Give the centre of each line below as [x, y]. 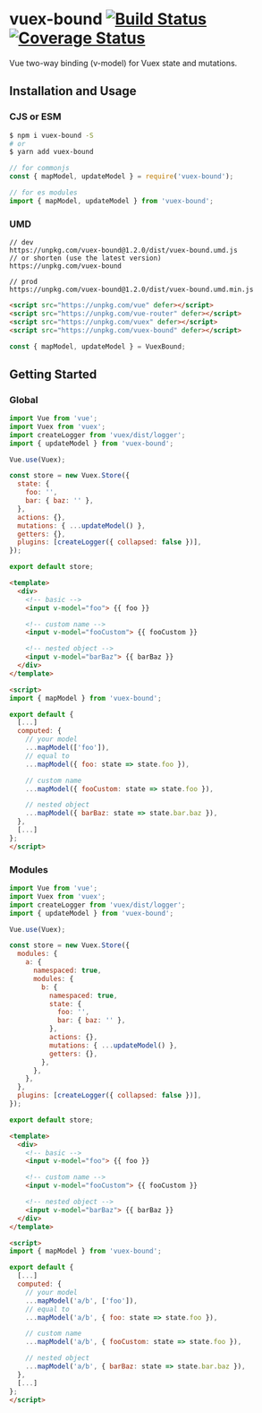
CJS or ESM [35, 116]
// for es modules [43, 193]
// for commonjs [39, 168]
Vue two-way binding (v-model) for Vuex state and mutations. [123, 63]
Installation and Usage [73, 91]
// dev [21, 243]
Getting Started [53, 374]
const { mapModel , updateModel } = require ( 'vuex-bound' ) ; [122, 177]
